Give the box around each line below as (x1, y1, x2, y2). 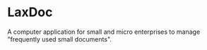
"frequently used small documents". (7, 35, 112, 43)
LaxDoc (7, 4, 53, 20)
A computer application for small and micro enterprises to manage (7, 27, 201, 36)
